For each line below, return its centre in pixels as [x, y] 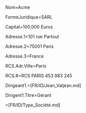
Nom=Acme [18, 7]
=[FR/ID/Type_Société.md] [33, 105]
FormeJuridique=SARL [29, 17]
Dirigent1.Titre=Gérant [28, 95]
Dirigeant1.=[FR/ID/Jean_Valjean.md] [43, 86]
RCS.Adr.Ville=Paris [26, 66]
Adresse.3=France [25, 56]
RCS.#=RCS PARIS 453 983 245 [39, 76]
